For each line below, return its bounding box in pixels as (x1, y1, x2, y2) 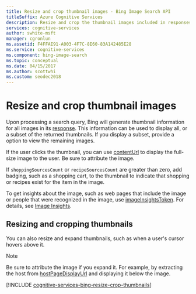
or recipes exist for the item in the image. (6, 179, 105, 186)
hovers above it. (6, 241, 45, 248)
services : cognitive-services (6, 25, 80, 31)
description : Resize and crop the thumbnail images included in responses (6, 19, 192, 25)
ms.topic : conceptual (6, 57, 59, 63)
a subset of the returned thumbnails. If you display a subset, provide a (6, 131, 174, 138)
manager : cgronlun (6, 36, 51, 42)
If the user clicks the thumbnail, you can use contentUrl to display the (6, 149, 173, 156)
